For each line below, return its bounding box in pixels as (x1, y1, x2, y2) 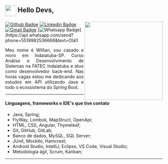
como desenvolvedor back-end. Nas (5, 68, 84, 74)
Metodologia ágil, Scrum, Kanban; (12, 148, 82, 155)
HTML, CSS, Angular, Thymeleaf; (12, 122, 81, 128)
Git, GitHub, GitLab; (12, 127, 52, 133)
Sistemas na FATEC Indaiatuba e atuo (5, 63, 84, 69)
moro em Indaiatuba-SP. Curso (5, 52, 84, 58)
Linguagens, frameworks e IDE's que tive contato (5, 100, 110, 106)
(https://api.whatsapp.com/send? (5, 32, 74, 38)
